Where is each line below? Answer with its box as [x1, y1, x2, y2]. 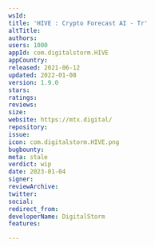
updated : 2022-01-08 [8, 71, 77, 79]
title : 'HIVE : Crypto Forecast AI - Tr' [8, 19, 149, 27]
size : [8, 109, 26, 117]
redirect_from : [8, 205, 59, 213]
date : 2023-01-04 [8, 168, 66, 176]
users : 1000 [8, 42, 48, 50]
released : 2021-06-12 [8, 64, 81, 72]
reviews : [8, 101, 38, 109]
